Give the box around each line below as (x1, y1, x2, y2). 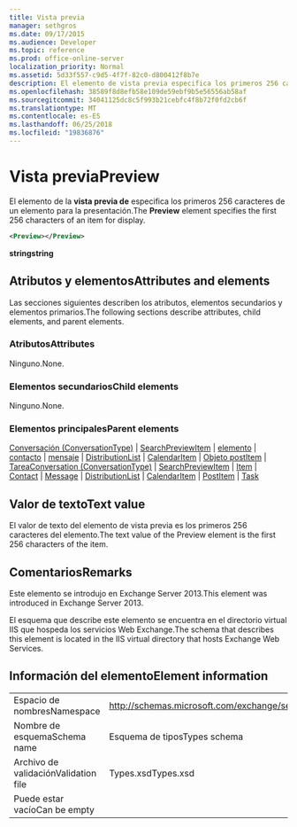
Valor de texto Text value (9, 496, 146, 511)
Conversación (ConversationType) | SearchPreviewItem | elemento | (9, 442, 257, 453)
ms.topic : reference (9, 46, 86, 55)
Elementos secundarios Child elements (9, 380, 179, 393)
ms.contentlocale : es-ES (9, 112, 101, 121)
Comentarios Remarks (9, 565, 133, 580)
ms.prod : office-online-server (9, 54, 125, 63)
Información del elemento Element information (9, 668, 269, 683)
